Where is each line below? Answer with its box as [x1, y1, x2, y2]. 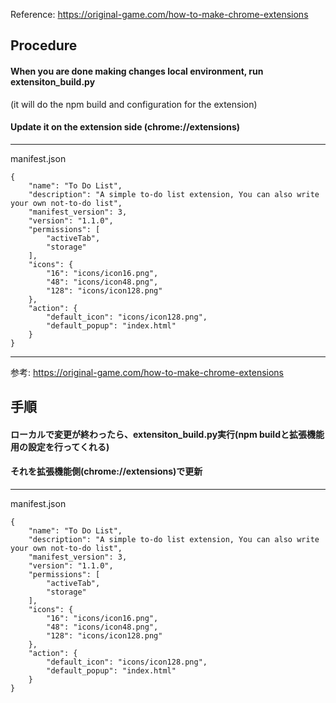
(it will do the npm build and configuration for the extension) [10, 98, 258, 110]
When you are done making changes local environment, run [10, 65, 264, 77]
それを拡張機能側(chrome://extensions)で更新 [10, 465, 203, 478]
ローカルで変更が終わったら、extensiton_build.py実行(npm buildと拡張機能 [10, 428, 325, 440]
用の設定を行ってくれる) [10, 440, 110, 453]
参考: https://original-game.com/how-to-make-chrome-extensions [10, 366, 284, 378]
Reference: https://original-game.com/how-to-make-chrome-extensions [10, 9, 309, 20]
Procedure [10, 37, 78, 54]
